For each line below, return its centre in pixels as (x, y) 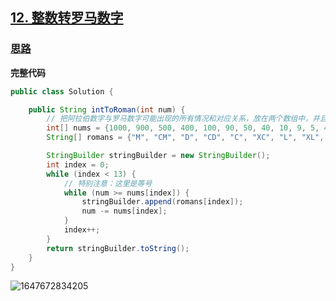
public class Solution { (62, 91)
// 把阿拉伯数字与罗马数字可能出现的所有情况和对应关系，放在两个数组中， (179, 119)
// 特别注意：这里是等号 (108, 183)
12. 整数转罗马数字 (67, 18)
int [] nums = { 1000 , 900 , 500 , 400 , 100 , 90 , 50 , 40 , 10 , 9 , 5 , (183, 128)
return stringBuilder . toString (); (118, 248)
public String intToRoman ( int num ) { (107, 109)
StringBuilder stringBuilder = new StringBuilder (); (158, 156)
